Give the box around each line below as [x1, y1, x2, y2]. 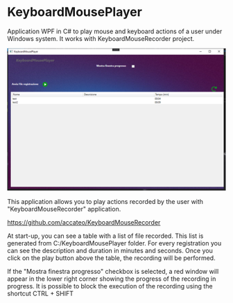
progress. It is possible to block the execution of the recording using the [7, 282, 213, 290]
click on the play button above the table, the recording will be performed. [7, 254, 216, 262]
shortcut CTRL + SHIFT [7, 289, 74, 297]
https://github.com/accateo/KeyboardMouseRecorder [7, 218, 161, 226]
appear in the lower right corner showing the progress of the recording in [7, 275, 216, 283]
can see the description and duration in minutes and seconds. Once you [7, 246, 213, 254]
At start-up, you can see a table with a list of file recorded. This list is [7, 232, 204, 240]
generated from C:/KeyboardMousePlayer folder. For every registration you [7, 239, 222, 247]
